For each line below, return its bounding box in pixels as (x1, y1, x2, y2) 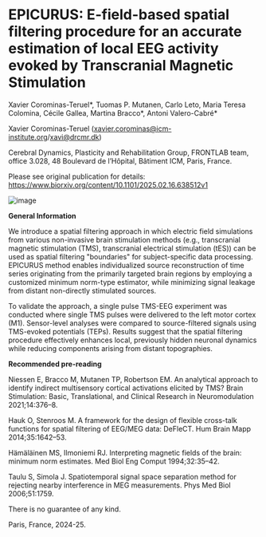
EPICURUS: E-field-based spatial (8, 6, 229, 24)
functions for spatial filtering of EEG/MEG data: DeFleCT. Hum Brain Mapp (8, 424, 252, 433)
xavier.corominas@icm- (93, 124, 172, 133)
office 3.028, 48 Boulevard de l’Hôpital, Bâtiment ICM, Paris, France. (8, 156, 233, 165)
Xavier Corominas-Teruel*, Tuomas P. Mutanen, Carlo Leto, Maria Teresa (8, 100, 246, 109)
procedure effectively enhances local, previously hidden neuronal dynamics (8, 335, 257, 345)
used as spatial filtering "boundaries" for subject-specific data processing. (8, 251, 253, 261)
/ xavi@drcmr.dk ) (47, 132, 102, 141)
